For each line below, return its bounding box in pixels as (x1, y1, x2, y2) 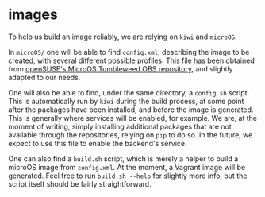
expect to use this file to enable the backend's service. (8, 138, 187, 148)
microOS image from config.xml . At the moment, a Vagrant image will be (8, 162, 246, 172)
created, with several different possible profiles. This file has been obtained (8, 56, 255, 65)
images (8, 6, 58, 24)
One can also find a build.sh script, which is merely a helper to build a (8, 153, 239, 164)
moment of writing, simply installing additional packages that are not (8, 122, 232, 131)
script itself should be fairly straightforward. (8, 179, 152, 188)
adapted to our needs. (8, 72, 81, 82)
